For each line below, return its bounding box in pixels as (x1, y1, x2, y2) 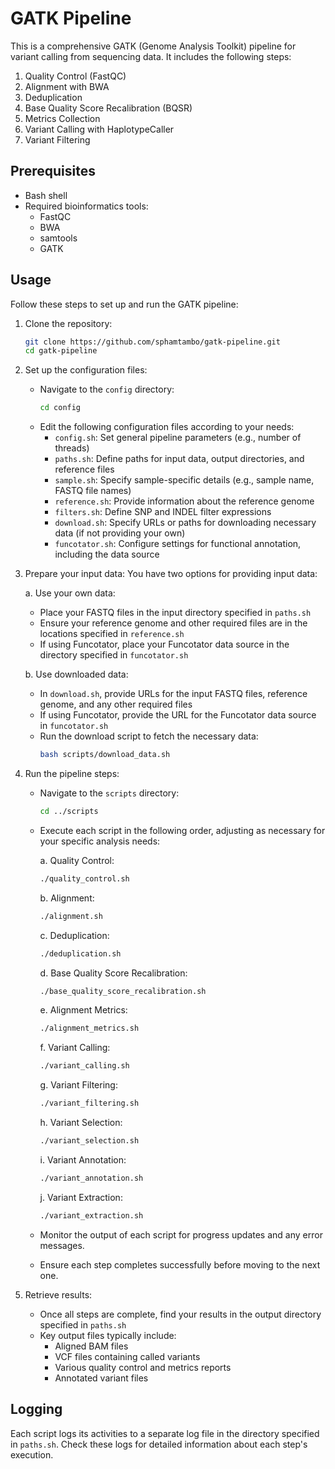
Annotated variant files (54, 1372, 149, 1384)
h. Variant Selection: (39, 1117, 123, 1129)
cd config (39, 403, 82, 413)
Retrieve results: (24, 1288, 93, 1301)
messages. (39, 1239, 85, 1251)
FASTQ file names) (54, 485, 132, 497)
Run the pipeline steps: (24, 768, 120, 780)
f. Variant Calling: (39, 1042, 111, 1054)
